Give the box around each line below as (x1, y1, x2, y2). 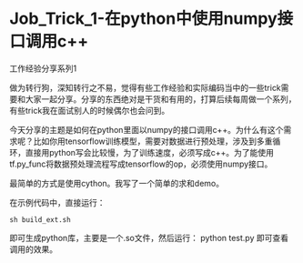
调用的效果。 (9, 243, 57, 255)
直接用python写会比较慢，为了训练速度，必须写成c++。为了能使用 (25, 147, 275, 157)
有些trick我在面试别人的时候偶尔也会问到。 (9, 105, 170, 116)
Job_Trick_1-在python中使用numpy (9, 8, 278, 29)
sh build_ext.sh (9, 215, 71, 224)
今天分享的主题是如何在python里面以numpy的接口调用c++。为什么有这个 (9, 124, 284, 135)
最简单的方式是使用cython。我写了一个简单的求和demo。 (9, 177, 225, 188)
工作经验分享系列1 (9, 63, 77, 74)
